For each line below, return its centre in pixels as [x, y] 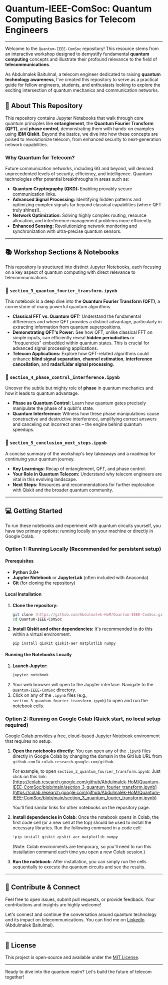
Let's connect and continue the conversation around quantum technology [81, 914]
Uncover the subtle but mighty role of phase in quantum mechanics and [79, 388]
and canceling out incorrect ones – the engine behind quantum [77, 424]
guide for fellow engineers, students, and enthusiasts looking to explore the [83, 85]
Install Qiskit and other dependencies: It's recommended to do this [82, 629]
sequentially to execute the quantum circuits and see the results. [79, 867]
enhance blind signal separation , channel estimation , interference [82, 359]
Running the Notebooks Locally [38, 655]
